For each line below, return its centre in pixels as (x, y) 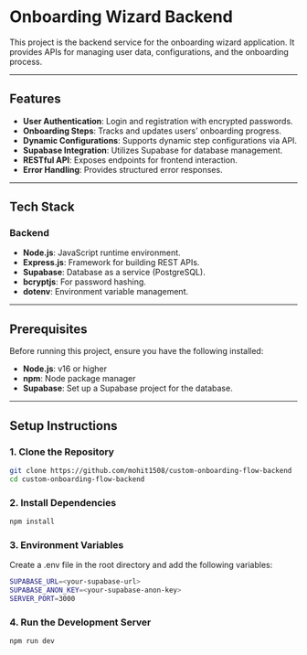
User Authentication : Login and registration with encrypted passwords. (158, 121)
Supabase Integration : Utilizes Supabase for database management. (153, 150)
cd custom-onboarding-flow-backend (77, 479)
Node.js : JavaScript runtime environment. (101, 252)
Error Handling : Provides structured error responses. (122, 169)
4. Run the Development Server (80, 622)
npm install (32, 521)
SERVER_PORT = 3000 (42, 598)
